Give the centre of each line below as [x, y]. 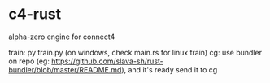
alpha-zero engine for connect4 [62, 37]
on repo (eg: [29, 61]
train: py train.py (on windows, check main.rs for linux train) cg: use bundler [135, 52]
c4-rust [35, 14]
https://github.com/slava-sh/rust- [108, 61]
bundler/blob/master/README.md [65, 69]
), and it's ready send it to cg [170, 69]
